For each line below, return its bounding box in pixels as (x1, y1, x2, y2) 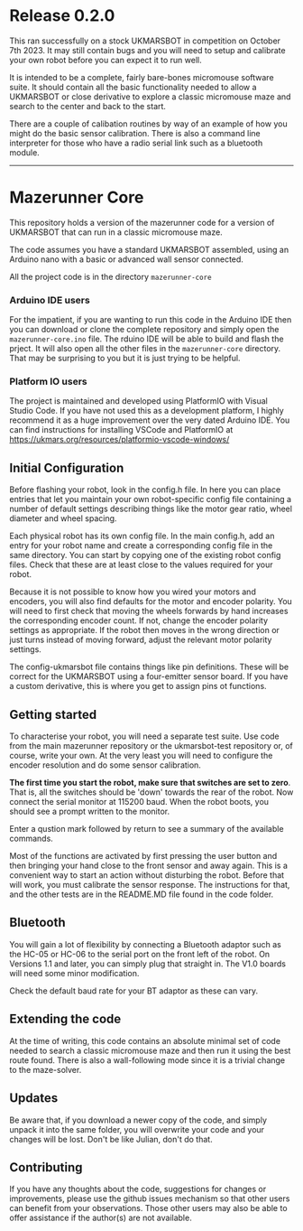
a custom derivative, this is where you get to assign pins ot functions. (9, 681, 268, 692)
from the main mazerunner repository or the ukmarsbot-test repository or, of (9, 741, 293, 751)
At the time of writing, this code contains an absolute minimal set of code (9, 1035, 281, 1046)
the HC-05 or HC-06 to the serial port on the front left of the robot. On (9, 948, 271, 959)
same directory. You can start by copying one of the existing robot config (9, 550, 281, 561)
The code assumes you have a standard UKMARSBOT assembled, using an (9, 244, 289, 255)
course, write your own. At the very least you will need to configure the (9, 751, 273, 761)
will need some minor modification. (9, 967, 140, 978)
